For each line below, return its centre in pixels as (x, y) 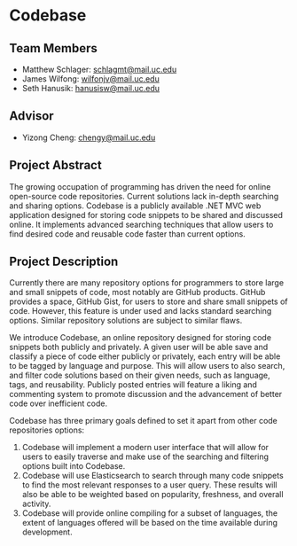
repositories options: (47, 430)
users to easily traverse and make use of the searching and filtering (145, 456)
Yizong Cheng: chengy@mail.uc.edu (89, 137)
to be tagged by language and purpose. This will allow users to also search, (147, 366)
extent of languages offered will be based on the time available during (149, 523)
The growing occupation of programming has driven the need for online (140, 186)
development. (47, 532)
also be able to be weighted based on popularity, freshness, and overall (152, 495)
